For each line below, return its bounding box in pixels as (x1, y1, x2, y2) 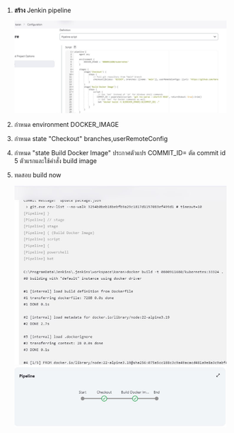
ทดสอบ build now (13, 171, 62, 179)
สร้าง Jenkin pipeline (13, 6, 72, 14)
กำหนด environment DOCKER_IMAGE (13, 120, 119, 129)
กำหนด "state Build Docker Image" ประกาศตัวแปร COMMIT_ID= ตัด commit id (13, 149, 226, 157)
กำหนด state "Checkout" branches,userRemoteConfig (13, 135, 168, 143)
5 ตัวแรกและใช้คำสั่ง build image (13, 157, 98, 165)
